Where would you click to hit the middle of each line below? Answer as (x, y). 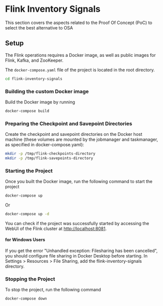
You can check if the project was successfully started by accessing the (77, 223)
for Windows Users (25, 240)
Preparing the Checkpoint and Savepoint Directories (69, 124)
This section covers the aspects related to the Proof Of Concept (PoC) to (79, 23)
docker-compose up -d (27, 214)
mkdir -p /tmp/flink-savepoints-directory (49, 158)
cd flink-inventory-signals (34, 79)
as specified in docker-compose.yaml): (45, 145)
